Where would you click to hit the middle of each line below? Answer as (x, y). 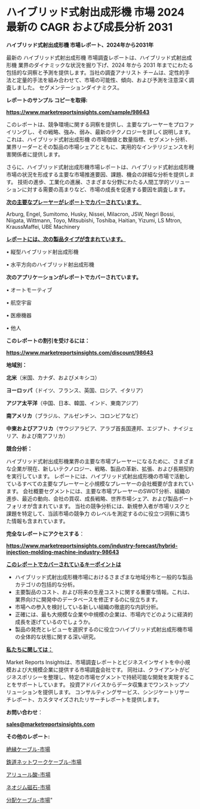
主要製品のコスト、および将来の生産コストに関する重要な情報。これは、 (104, 592)
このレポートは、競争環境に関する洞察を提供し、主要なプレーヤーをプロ (95, 124)
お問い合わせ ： (24, 712)
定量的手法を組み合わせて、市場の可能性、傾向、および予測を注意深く (103, 80)
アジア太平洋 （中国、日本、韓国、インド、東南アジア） (74, 403)
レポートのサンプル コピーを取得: (47, 100)
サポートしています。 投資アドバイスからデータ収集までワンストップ (101, 684)
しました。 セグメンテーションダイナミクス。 (67, 87)
